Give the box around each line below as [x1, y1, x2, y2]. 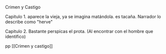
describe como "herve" [5, 19, 53, 25]
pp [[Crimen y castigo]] [5, 43, 53, 49]
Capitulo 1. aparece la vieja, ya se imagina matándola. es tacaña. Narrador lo [5, 14, 161, 19]
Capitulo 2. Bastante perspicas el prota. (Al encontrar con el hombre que [5, 28, 154, 34]
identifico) [5, 34, 26, 39]
